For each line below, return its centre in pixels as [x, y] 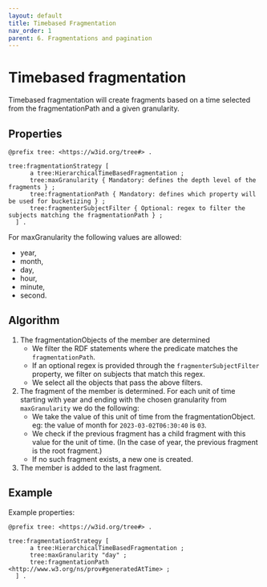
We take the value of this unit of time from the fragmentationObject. [144, 416]
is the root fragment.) [67, 451]
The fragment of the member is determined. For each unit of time [127, 391]
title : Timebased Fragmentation [62, 23]
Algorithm [34, 320]
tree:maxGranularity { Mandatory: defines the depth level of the [143, 180]
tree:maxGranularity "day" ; [78, 555]
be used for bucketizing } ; [57, 201]
